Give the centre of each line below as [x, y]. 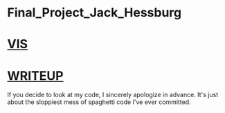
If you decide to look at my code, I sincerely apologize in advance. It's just [113, 95]
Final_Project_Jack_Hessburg [94, 13]
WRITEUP [35, 75]
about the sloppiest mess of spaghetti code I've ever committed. [99, 102]
